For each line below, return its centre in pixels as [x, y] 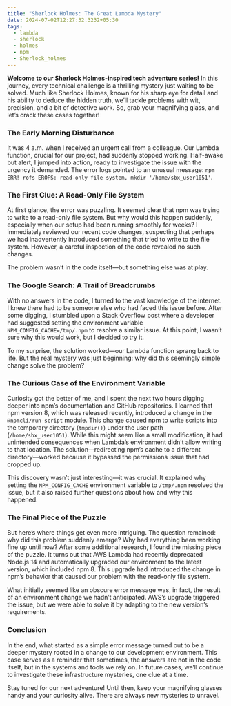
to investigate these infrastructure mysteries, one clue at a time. [98, 674]
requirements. [27, 612]
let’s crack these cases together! [53, 115]
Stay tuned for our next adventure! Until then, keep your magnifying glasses [115, 687]
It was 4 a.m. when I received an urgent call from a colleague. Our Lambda [113, 148]
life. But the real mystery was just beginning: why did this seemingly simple [114, 358]
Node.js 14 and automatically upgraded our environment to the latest [104, 562]
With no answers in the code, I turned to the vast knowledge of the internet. [114, 300]
